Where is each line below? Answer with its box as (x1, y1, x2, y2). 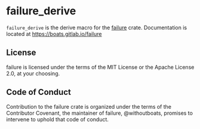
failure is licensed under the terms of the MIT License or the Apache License (6, 63, 195, 70)
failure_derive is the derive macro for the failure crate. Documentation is (6, 24, 187, 31)
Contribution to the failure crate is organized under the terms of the (6, 103, 172, 110)
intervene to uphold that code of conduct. (6, 115, 109, 123)
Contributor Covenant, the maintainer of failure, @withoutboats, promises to (6, 109, 193, 116)
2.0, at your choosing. (6, 70, 60, 77)
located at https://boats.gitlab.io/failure (6, 30, 102, 37)
